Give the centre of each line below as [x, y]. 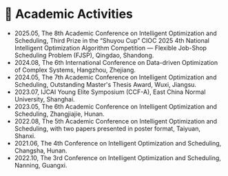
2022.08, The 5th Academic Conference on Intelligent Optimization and [116, 121]
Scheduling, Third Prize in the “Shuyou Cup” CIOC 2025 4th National [112, 40]
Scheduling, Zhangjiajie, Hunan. [60, 114]
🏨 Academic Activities [69, 14]
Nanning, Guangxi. [41, 165]
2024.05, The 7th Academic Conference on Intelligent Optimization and [115, 77]
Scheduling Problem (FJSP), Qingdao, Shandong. [84, 55]
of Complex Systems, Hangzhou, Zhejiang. [75, 70]
